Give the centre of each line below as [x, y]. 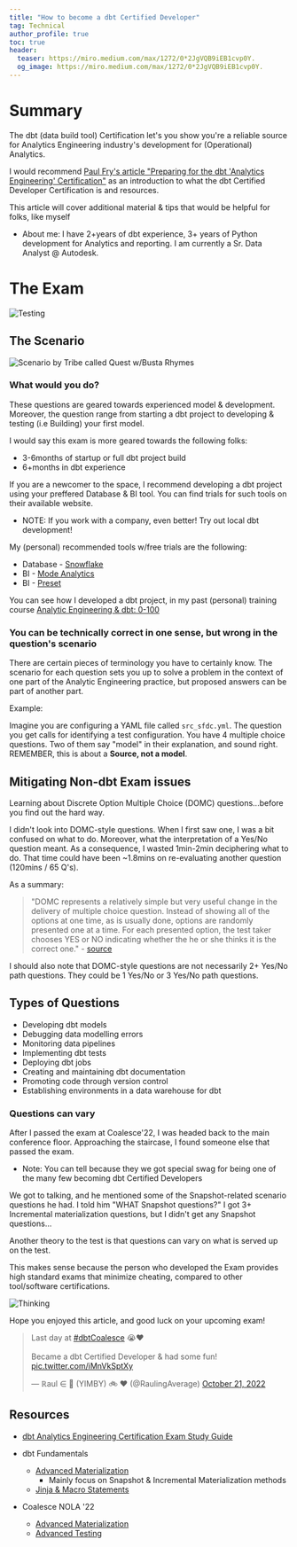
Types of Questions [64, 1003]
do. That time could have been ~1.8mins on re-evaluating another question [145, 857]
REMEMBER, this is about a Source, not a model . [98, 754]
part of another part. [47, 691]
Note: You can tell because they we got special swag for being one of [149, 1169]
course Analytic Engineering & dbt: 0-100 [84, 609]
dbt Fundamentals [55, 1453]
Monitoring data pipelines [69, 1043]
